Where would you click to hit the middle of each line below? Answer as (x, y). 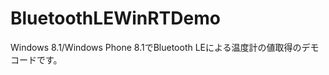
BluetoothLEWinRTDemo (115, 18)
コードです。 (36, 59)
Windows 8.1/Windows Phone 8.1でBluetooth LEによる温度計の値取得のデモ (165, 47)
